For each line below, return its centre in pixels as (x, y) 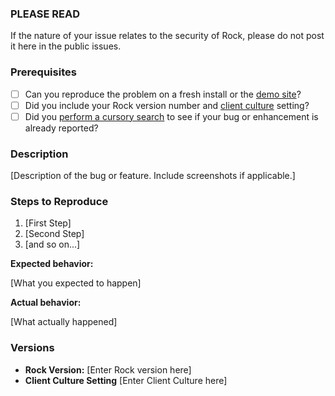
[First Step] (48, 223)
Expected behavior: (52, 264)
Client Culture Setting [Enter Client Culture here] (126, 380)
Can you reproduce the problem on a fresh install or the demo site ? (163, 94)
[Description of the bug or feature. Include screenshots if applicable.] (153, 176)
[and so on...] (52, 244)
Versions (32, 348)
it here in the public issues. (66, 46)
